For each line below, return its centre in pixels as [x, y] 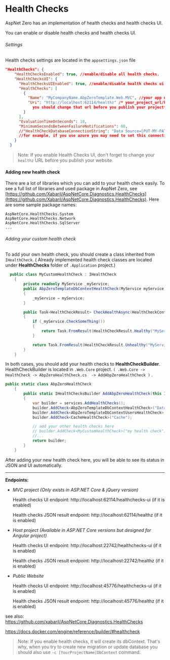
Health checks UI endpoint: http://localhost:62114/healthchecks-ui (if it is [89, 499]
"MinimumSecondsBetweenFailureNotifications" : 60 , [73, 126]
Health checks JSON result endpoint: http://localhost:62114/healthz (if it [88, 515]
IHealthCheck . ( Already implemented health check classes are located [79, 260]
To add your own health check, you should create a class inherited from [80, 254]
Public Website [28, 576]
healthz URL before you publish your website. [66, 160]
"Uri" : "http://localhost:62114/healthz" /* [75, 103]
